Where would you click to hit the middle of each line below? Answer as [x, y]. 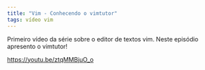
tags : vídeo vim [30, 20]
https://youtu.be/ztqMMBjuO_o [51, 59]
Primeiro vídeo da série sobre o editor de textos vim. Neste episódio [103, 39]
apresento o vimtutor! [38, 46]
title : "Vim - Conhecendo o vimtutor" [62, 13]
